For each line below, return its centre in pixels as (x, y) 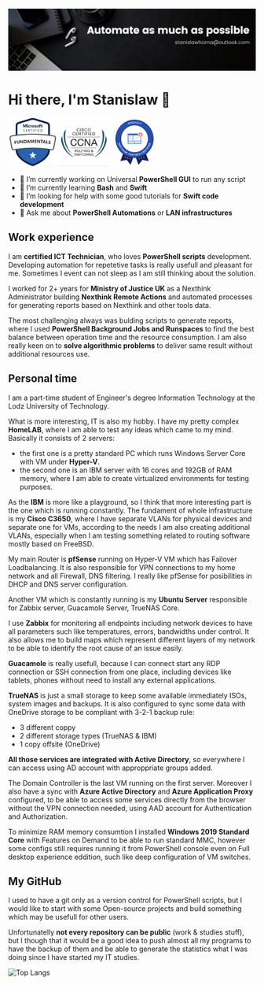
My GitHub (35, 881)
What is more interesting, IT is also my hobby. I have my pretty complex (124, 421)
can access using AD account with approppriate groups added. (111, 768)
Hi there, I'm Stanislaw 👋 (89, 100)
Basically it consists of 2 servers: (62, 438)
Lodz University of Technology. (59, 405)
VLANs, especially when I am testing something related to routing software (129, 535)
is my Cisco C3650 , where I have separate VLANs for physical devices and (130, 518)
